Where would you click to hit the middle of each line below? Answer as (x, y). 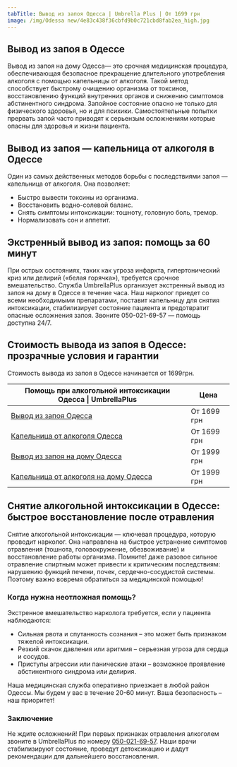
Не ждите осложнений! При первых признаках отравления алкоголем (114, 734)
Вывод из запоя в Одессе (66, 49)
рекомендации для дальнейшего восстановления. (83, 756)
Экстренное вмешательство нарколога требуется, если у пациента (109, 612)
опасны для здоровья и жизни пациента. (69, 126)
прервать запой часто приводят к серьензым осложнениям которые (111, 119)
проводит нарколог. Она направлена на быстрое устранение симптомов (117, 542)
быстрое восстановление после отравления (111, 517)
